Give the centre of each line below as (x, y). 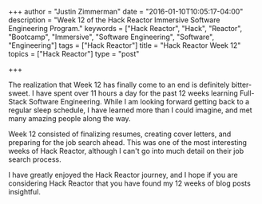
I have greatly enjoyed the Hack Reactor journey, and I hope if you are (123, 175)
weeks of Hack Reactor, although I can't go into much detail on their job (126, 151)
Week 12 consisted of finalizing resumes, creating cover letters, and (120, 134)
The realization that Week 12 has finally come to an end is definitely (119, 84)
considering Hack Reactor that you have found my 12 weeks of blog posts (130, 183)
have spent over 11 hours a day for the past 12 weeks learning (137, 93)
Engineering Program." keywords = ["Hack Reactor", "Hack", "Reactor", (125, 28)
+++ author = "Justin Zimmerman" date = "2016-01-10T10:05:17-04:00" (126, 12)
